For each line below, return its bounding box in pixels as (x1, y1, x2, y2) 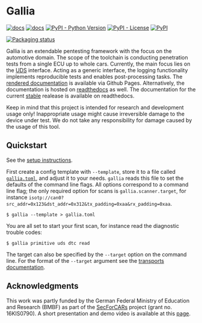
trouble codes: (6, 229, 42, 236)
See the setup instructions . (6, 156, 73, 164)
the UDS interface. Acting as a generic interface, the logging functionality (6, 66, 188, 73)
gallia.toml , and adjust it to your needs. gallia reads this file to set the (6, 174, 184, 182)
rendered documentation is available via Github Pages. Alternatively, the (6, 79, 185, 87)
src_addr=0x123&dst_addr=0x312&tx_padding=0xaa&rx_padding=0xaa (6, 201, 171, 207)
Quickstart (6, 140, 47, 151)
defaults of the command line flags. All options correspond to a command (6, 180, 189, 188)
